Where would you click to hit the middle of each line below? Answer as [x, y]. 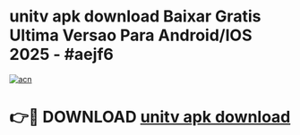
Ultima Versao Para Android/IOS [131, 35]
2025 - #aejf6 [61, 55]
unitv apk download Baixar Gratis [135, 17]
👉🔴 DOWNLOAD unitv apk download [150, 117]
